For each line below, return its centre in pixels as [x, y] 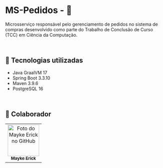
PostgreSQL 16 [28, 89]
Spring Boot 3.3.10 [31, 78]
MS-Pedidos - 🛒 [39, 10]
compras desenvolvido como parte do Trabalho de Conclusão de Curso [79, 29]
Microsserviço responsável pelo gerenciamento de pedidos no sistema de [81, 24]
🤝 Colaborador [28, 114]
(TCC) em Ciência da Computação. [41, 35]
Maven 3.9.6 [25, 83]
